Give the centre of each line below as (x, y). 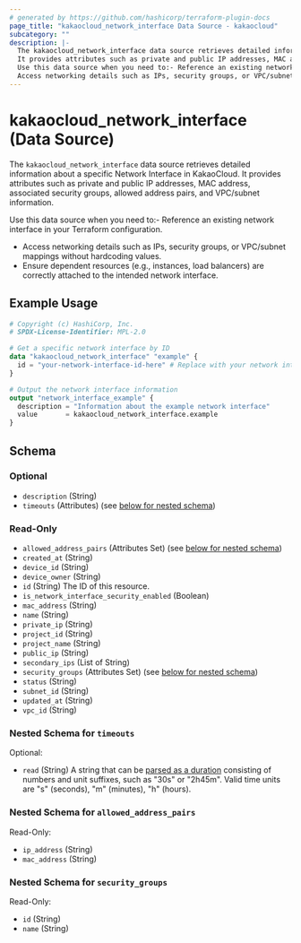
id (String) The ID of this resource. (86, 586)
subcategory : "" (39, 34)
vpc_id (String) (50, 710)
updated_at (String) (57, 701)
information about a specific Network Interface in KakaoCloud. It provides (145, 173)
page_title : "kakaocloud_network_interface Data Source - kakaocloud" (144, 26)
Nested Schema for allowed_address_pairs (103, 812)
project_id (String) (57, 634)
